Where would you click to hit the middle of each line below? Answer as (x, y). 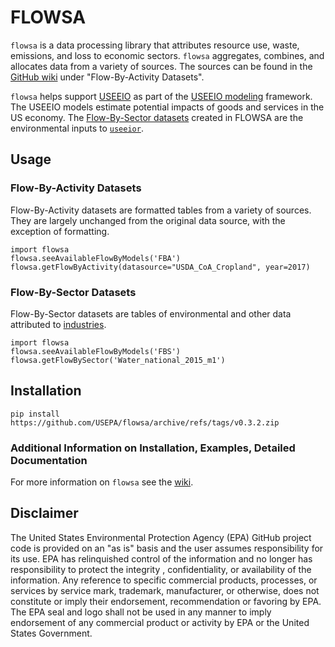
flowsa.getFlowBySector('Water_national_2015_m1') (118, 360)
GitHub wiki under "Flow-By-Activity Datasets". (107, 77)
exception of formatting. (60, 231)
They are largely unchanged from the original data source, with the (148, 220)
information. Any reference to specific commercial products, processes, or (164, 580)
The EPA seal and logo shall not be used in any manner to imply (141, 612)
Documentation (49, 460)
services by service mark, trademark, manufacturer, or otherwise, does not (165, 590)
